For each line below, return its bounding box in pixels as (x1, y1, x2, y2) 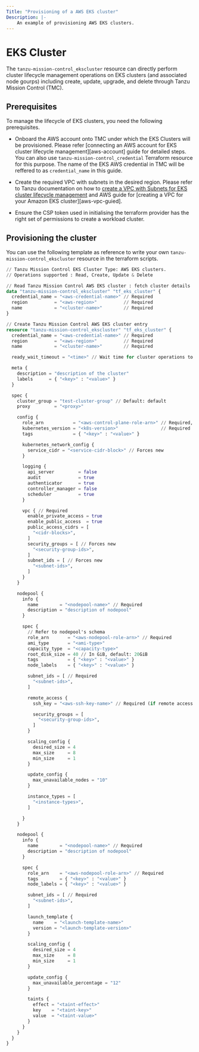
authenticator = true (27, 480, 95, 486)
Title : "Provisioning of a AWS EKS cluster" (6, 8, 119, 15)
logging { (21, 464, 46, 470)
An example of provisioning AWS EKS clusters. (17, 20, 135, 26)
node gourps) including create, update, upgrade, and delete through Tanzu (6, 78, 191, 85)
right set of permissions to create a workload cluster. (14, 215, 145, 223)
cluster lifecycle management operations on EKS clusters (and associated (6, 72, 187, 79)
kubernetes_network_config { (21, 442, 95, 448)
